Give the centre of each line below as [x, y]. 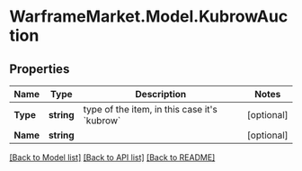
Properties [40, 69]
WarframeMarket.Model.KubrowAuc [149, 17]
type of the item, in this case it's [151, 109]
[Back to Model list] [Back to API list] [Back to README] [112, 157]
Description [161, 94]
